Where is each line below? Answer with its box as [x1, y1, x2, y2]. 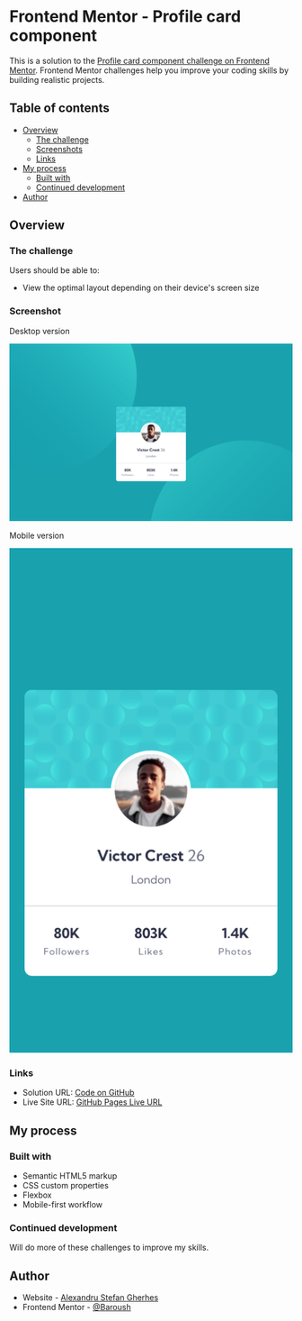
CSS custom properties [22, 1180, 110, 1191]
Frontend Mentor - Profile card [9, 6, 241, 27]
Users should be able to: [9, 265, 101, 276]
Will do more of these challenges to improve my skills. [9, 1242, 209, 1253]
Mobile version [9, 530, 65, 541]
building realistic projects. [9, 74, 105, 85]
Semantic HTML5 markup [22, 1171, 118, 1181]
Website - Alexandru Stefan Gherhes [22, 1292, 159, 1303]
